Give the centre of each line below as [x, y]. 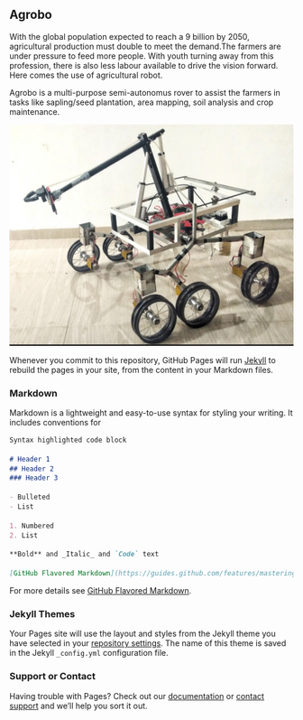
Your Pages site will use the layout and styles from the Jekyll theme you [143, 634]
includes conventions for [55, 422]
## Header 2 [32, 469]
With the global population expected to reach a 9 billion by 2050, [129, 36]
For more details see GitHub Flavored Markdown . [101, 591]
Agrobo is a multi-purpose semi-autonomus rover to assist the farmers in [145, 92]
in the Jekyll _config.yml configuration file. [89, 653]
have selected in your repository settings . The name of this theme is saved [148, 643]
